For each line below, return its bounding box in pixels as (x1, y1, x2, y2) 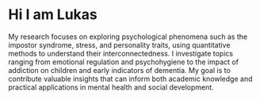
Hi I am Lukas (8, 6, 97, 24)
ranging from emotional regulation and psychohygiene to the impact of (8, 57, 239, 67)
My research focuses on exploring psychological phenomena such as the (8, 32, 248, 41)
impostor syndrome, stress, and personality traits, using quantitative (8, 40, 231, 49)
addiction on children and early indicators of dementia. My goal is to (8, 65, 231, 75)
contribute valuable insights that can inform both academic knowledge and (8, 74, 253, 83)
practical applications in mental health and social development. (8, 82, 214, 92)
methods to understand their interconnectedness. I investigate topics (8, 48, 234, 58)
